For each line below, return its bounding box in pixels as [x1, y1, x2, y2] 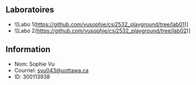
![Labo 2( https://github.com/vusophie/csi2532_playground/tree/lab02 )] [14, 27, 191, 34]
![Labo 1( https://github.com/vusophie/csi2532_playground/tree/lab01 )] [14, 20, 189, 28]
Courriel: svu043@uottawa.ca [14, 66, 89, 74]
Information [5, 44, 51, 54]
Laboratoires [5, 5, 55, 15]
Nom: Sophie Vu [14, 60, 55, 68]
